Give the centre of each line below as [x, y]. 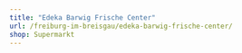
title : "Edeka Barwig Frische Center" [82, 18]
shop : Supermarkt [42, 34]
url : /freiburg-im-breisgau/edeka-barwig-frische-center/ [121, 26]
